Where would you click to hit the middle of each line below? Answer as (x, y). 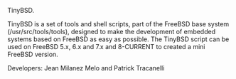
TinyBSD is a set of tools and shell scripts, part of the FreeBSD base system (118, 24)
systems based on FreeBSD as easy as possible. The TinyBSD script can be (118, 39)
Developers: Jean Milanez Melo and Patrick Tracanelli (86, 68)
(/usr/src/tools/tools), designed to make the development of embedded (111, 32)
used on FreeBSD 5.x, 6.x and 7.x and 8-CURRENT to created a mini (106, 47)
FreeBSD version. (33, 54)
